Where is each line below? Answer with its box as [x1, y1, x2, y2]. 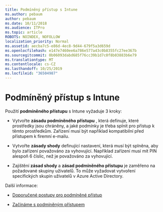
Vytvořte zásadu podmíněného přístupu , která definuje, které [12, 118, 139, 123]
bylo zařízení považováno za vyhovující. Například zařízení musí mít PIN [12, 148, 157, 154]
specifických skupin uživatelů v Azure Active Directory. [12, 173, 124, 179]
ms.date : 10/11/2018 [5, 21, 47, 26]
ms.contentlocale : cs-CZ [5, 62, 56, 67]
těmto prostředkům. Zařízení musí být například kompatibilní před [12, 128, 144, 134]
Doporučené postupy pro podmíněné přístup [12, 192, 102, 198]
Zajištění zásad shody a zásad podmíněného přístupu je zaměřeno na [12, 163, 156, 168]
